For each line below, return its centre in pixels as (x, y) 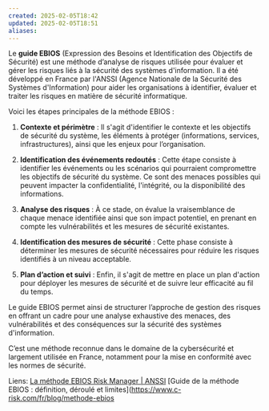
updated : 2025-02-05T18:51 (53, 23)
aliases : (23, 31)
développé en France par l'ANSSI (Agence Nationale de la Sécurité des (125, 79)
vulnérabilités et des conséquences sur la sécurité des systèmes (115, 324)
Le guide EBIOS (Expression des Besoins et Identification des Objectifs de (130, 54)
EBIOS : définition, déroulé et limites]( (70, 389)
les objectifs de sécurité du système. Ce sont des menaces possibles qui (140, 177)
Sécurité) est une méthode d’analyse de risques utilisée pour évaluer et (126, 62)
